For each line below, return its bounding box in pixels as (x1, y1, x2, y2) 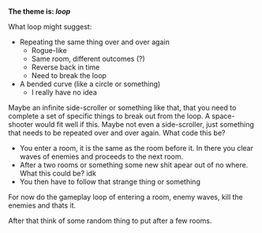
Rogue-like (31, 46, 67, 54)
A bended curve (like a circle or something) (19, 79, 161, 88)
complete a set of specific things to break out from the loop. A (8, 111, 211, 121)
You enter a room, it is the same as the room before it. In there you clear (19, 144, 254, 152)
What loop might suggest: (8, 22, 92, 31)
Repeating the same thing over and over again (19, 37, 170, 47)
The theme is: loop (8, 7, 71, 16)
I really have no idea (31, 88, 97, 97)
